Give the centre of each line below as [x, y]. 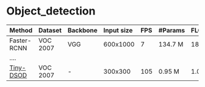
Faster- [20, 40]
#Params [172, 30]
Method [21, 30]
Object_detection [51, 11]
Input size [118, 30]
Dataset [50, 30]
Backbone [82, 30]
